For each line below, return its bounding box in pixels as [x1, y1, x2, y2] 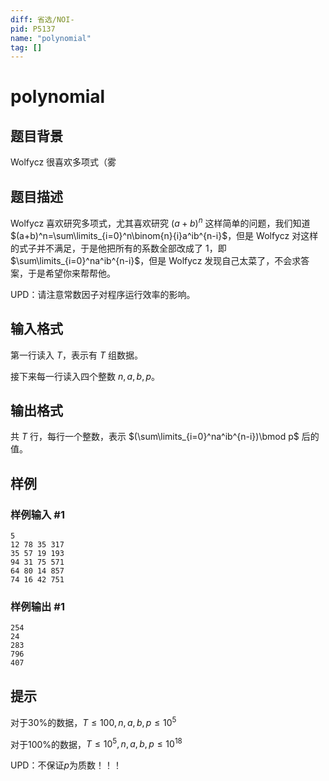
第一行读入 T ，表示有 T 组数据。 [10, 349, 143, 361]
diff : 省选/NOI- [10, 14, 75, 25]
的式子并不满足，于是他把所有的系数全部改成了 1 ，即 [10, 242, 227, 254]
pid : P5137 [10, 24, 56, 34]
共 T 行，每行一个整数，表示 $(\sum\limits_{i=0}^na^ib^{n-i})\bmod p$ [10, 431, 300, 443]
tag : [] [10, 42, 43, 53]
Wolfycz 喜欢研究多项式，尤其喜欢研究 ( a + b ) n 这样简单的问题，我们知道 [10, 216, 311, 229]
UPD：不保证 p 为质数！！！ [10, 759, 123, 771]
